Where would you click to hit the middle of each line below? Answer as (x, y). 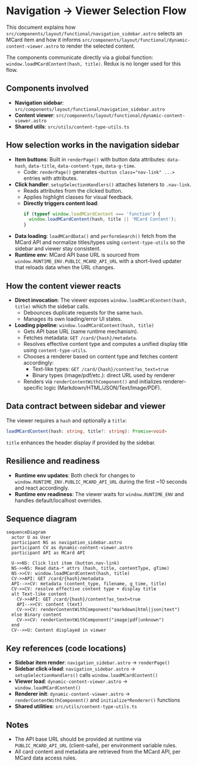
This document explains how (41, 27)
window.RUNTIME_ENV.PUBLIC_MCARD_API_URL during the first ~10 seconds (101, 481)
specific (33, 388)
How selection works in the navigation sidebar (93, 145)
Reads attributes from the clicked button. (73, 190)
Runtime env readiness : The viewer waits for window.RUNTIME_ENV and (99, 494)
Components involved (47, 89)
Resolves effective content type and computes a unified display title (106, 344)
